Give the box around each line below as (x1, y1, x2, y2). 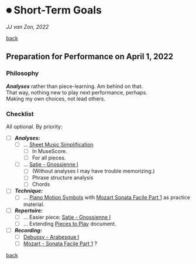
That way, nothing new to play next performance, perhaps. (6, 89, 147, 96)
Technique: (14, 187, 43, 194)
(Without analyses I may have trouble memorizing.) (32, 168, 155, 175)
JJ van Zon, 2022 (6, 23, 49, 30)
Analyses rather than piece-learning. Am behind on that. (6, 83, 143, 90)
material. (23, 201, 45, 208)
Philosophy (6, 69, 39, 77)
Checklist (6, 110, 34, 118)
